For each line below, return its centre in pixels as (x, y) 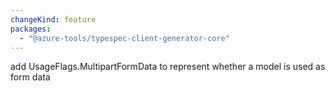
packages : (31, 29)
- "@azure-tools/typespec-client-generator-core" (124, 38)
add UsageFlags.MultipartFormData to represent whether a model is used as (168, 67)
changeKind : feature (53, 19)
